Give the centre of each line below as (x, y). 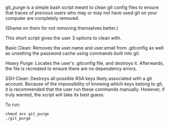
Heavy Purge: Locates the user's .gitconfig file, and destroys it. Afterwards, (85, 63)
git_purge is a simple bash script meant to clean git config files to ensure (82, 7)
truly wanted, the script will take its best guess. (55, 95)
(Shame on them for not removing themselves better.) (62, 28)
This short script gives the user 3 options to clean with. (63, 38)
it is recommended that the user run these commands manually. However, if (85, 89)
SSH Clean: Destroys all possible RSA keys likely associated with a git (79, 78)
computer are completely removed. (42, 18)
